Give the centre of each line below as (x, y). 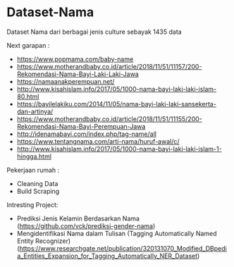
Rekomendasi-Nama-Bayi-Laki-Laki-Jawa (78, 74)
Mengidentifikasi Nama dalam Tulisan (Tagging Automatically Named (117, 233)
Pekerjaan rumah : (33, 170)
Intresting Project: (32, 204)
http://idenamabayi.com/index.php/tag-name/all (86, 134)
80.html (28, 97)
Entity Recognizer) (44, 241)
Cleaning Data (37, 183)
